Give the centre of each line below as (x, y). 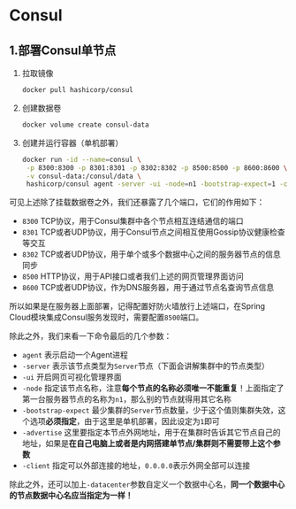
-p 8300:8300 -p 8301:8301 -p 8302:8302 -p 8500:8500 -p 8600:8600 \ (157, 168)
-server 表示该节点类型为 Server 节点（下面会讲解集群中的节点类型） (145, 366)
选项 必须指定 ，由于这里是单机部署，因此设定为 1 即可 (125, 421)
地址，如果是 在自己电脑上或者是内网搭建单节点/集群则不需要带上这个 (148, 443)
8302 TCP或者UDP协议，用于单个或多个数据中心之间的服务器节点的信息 (151, 254)
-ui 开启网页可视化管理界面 (72, 377)
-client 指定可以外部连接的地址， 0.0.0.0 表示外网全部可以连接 (136, 466)
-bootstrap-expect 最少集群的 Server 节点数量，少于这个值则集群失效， (150, 410)
